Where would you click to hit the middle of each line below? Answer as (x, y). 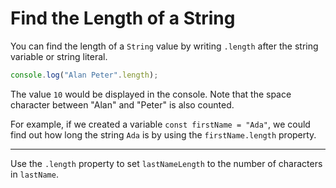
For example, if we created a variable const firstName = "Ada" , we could (160, 124)
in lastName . (34, 174)
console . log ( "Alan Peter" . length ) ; (84, 75)
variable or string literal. (59, 56)
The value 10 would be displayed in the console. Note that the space (151, 94)
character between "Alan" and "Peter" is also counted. (122, 104)
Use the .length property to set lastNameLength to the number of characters (166, 163)
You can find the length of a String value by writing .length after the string (164, 46)
